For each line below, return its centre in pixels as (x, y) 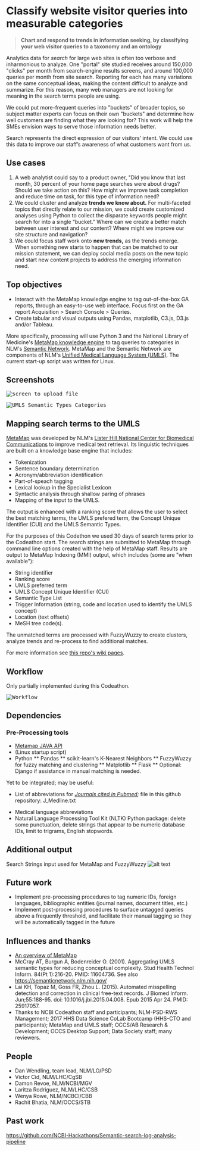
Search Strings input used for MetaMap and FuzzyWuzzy (76, 864)
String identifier (34, 573)
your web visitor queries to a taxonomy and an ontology (91, 46)
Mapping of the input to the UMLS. (57, 500)
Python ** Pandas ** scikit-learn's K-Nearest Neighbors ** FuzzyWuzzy (103, 758)
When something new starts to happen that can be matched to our (96, 247)
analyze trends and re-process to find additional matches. (77, 641)
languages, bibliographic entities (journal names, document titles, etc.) (101, 903)
